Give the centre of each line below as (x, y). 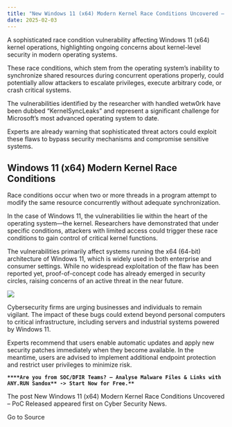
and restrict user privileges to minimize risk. (70, 365)
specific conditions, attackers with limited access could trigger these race (113, 231)
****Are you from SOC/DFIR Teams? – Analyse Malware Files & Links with (114, 378)
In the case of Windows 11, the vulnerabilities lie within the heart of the (107, 216)
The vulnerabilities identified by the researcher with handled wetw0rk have (114, 103)
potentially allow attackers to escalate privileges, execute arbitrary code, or (115, 82)
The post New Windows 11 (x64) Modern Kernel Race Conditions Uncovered (116, 397)
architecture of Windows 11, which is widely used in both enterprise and (109, 259)
